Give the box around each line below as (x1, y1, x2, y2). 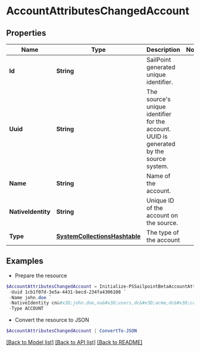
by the (146, 147, 164, 156)
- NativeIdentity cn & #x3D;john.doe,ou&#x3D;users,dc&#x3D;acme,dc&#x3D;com (8, 300, 198, 306)
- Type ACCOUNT (8, 306, 44, 312)
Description (146, 46, 180, 54)
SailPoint (146, 55, 171, 64)
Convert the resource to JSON (14, 316, 89, 324)
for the (146, 117, 165, 126)
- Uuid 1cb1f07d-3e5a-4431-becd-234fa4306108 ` (8, 289, 127, 295)
